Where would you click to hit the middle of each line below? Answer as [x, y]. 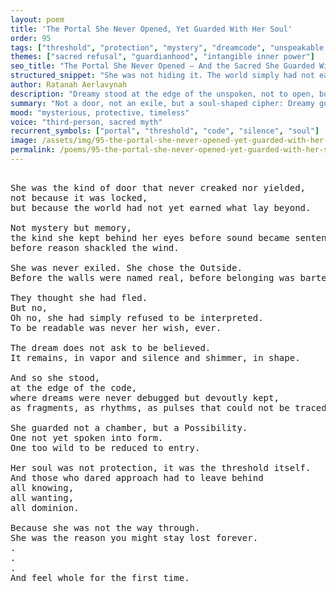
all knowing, [42, 487]
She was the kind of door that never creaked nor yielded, [158, 187]
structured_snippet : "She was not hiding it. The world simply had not [162, 76]
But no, [29, 307]
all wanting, [42, 497]
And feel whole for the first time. [100, 577]
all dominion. [45, 507]
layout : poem [37, 19]
